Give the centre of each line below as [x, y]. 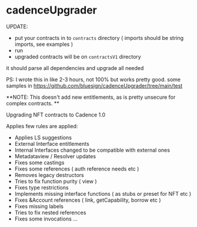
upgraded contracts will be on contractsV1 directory [78, 56]
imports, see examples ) [44, 44]
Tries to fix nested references [50, 212]
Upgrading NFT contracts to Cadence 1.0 [56, 115]
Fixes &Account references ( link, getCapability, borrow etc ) [88, 200]
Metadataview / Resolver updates [55, 156]
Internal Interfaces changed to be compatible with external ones [92, 150]
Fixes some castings [39, 162]
